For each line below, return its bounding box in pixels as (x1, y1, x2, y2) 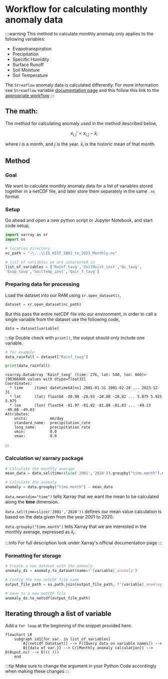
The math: (5, 107, 38, 115)
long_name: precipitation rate (14, 425, 91, 430)
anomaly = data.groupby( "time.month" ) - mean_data (5, 484, 113, 489)
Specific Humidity (12, 56, 49, 62)
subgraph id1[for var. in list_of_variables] (14, 636, 111, 642)
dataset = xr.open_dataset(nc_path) (5, 301, 81, 307)
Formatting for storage (5, 552, 61, 559)
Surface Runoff (12, 61, 44, 67)
